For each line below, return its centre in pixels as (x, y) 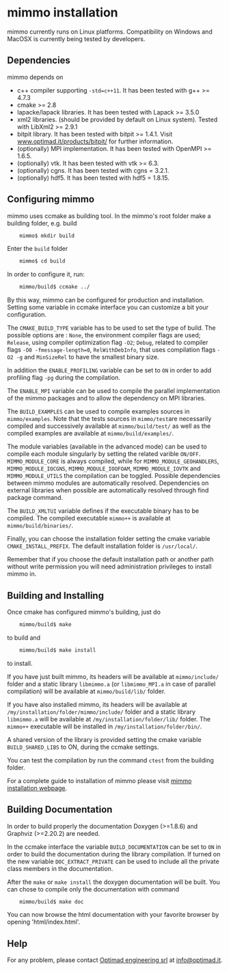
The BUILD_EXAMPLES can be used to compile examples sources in (98, 411)
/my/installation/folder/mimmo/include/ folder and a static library (102, 712)
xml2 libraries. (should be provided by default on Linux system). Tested (117, 119)
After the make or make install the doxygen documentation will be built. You (113, 882)
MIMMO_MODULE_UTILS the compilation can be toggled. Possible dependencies (114, 476)
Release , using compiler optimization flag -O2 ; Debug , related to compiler (108, 343)
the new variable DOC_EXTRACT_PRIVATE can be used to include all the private (113, 861)
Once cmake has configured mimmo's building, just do (84, 612)
